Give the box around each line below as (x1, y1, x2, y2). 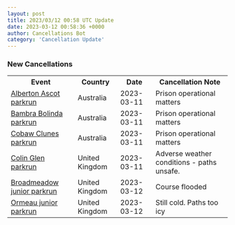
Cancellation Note (159, 78, 221, 87)
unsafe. (155, 166, 180, 176)
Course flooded (155, 182, 207, 192)
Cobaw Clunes (10, 129, 59, 138)
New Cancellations (7, 59, 73, 69)
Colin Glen (10, 153, 45, 163)
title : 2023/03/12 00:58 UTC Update (7, 17, 114, 24)
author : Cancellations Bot (7, 29, 86, 37)
